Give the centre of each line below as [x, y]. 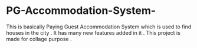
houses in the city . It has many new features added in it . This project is [93, 32]
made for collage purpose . [39, 39]
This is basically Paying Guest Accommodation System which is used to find [99, 27]
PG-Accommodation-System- [81, 11]
